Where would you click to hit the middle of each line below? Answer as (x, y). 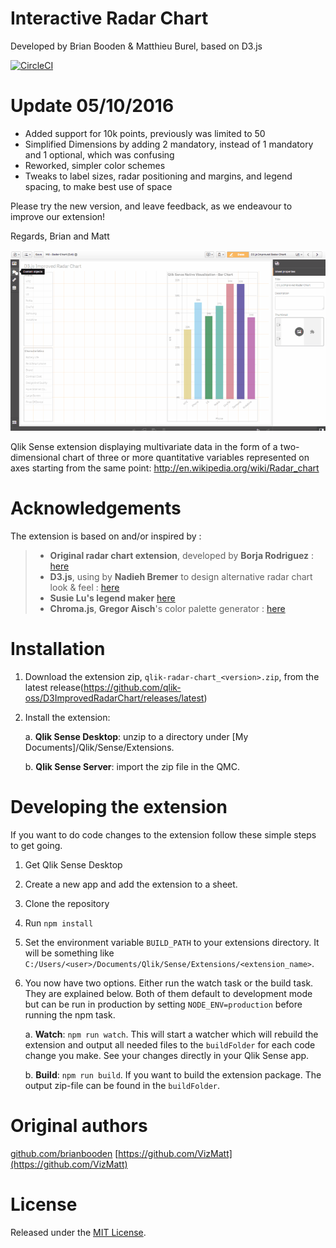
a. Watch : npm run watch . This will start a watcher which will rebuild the (171, 1034)
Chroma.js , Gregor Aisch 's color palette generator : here (167, 608)
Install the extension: (67, 717)
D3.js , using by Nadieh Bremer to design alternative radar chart (181, 576)
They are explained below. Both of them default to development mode (168, 993)
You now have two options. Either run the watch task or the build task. (169, 983)
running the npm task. (70, 1014)
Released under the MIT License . (78, 1232)
